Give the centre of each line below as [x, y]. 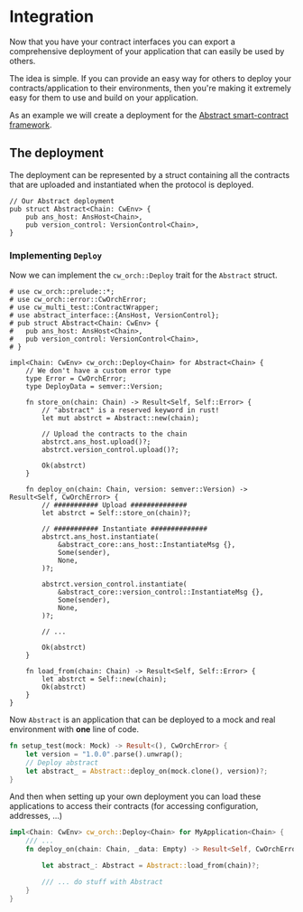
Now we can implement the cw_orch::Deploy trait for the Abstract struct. [143, 275]
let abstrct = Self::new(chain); [105, 680]
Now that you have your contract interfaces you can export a [123, 42]
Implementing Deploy [55, 255]
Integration [52, 17]
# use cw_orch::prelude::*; [62, 292]
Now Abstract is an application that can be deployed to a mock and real [142, 719]
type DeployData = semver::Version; [95, 387]
